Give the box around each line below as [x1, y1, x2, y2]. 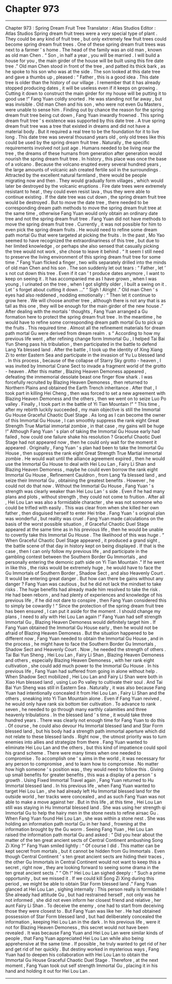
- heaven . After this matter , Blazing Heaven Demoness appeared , [5, 368, 147, 375]
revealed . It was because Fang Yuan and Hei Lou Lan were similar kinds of [5, 930, 164, 936]
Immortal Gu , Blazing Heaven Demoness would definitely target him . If [5, 619, 156, 625]
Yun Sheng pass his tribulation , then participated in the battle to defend [5, 341, 157, 347]
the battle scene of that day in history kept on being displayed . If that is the [5, 542, 165, 549]
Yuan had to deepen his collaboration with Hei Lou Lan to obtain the [5, 951, 148, 957]
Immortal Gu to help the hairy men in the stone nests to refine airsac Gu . [5, 810, 159, 816]
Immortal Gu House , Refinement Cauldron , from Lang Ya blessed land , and [5, 471, 166, 478]
